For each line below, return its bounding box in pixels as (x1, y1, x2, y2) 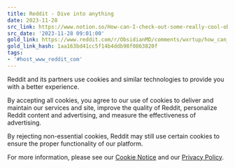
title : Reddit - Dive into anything (7, 10, 114, 17)
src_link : (7, 23, 36, 30)
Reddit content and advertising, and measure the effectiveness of (7, 111, 197, 119)
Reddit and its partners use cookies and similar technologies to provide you (7, 75, 225, 83)
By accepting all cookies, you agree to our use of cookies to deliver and (7, 96, 214, 104)
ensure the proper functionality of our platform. (7, 139, 143, 148)
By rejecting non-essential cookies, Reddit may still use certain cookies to (7, 132, 220, 140)
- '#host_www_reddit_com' (7, 56, 83, 63)
